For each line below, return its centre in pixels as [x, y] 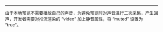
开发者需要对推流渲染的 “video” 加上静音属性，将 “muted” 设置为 [78, 19]
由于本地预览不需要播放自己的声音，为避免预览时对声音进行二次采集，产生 [79, 13]
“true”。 [13, 25]
